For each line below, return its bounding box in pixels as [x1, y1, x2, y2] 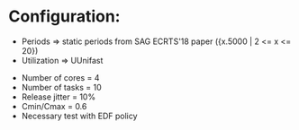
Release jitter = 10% [21, 91, 96, 102]
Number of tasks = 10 [21, 82, 102, 92]
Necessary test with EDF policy [21, 110, 138, 121]
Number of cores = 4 [21, 72, 100, 82]
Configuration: [8, 6, 121, 27]
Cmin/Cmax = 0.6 [21, 100, 87, 111]
